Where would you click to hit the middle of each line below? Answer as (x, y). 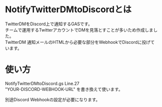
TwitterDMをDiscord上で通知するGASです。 (49, 24)
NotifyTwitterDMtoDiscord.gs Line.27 (42, 83)
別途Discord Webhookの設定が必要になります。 (53, 99)
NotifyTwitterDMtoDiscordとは (68, 9)
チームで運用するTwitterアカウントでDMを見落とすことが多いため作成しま (79, 30)
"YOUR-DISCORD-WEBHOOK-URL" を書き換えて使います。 (64, 89)
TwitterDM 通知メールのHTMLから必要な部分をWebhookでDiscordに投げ (78, 42)
